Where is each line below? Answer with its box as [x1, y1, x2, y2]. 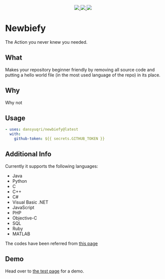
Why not [5, 99, 22, 105]
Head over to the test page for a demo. [5, 268, 84, 274]
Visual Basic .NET [12, 199, 48, 205]
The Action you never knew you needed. [5, 39, 88, 45]
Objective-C [12, 215, 38, 221]
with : [9, 132, 21, 137]
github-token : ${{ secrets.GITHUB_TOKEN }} [14, 137, 105, 141]
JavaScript [12, 204, 35, 210]
